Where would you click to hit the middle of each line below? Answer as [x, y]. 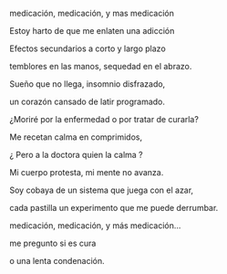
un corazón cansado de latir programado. [88, 101]
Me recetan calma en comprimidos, [76, 137]
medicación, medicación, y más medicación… [95, 226]
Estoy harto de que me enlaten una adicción [92, 31]
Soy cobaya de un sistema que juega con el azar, [102, 190]
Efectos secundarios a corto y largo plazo [88, 48]
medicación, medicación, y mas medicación [92, 13]
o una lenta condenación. [57, 261]
